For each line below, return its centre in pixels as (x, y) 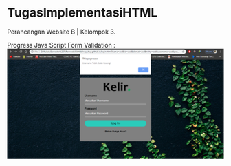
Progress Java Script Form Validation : (61, 45)
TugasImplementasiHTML (82, 13)
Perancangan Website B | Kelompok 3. (62, 32)
